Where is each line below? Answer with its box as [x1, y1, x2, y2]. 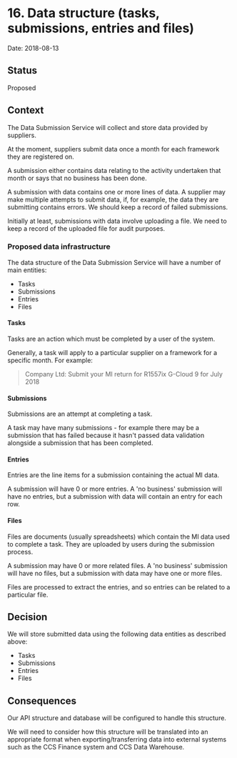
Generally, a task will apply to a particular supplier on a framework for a [7, 349, 218, 357]
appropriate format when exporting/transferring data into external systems [7, 735, 227, 744]
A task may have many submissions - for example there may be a [7, 424, 200, 432]
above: [7, 637, 28, 646]
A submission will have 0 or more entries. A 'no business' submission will [7, 484, 223, 494]
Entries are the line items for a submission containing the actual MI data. [7, 471, 220, 479]
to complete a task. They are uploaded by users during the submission [7, 539, 216, 548]
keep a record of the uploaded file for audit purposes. [7, 224, 166, 233]
